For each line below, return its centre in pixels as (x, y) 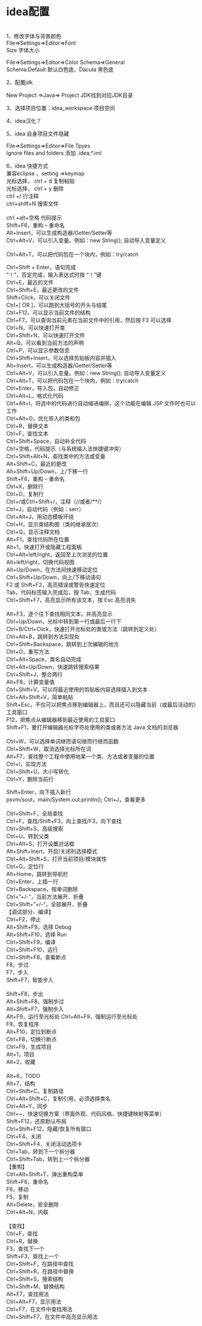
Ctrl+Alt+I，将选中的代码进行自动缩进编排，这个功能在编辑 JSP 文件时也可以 (101, 403)
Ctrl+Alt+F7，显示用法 (34, 1301)
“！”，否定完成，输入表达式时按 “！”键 (54, 275)
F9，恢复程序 (23, 1024)
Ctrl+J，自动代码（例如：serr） (45, 509)
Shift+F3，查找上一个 (33, 1256)
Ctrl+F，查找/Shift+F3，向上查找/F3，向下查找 (64, 821)
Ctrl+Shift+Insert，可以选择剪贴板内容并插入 (61, 358)
